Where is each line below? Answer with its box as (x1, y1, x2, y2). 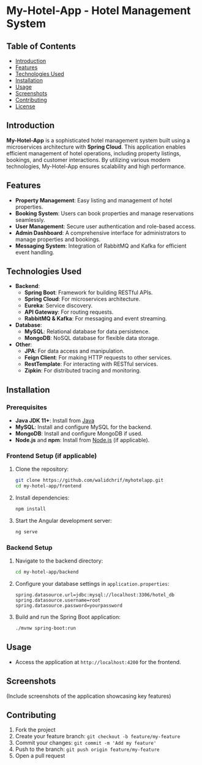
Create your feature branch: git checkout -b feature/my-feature (15, 733, 181, 740)
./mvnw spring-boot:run (15, 625, 77, 632)
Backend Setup (6, 543, 53, 552)
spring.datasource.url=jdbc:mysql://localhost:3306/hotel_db (15, 592, 175, 598)
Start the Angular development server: (15, 517, 112, 525)
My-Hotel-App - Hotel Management (6, 4, 191, 18)
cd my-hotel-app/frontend (15, 483, 81, 489)
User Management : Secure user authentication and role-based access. (15, 223, 196, 230)
